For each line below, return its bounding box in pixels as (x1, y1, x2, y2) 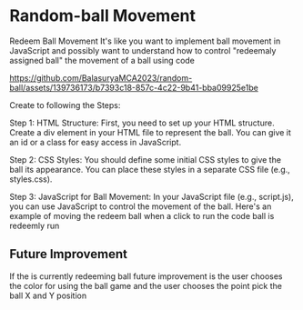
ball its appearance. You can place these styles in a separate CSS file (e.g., (9, 164, 291, 175)
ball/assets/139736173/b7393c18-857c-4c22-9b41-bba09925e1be (9, 82, 259, 93)
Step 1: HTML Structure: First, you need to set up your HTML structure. (9, 117, 275, 128)
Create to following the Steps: (9, 99, 121, 110)
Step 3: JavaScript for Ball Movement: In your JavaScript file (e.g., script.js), (9, 191, 294, 202)
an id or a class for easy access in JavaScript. (9, 136, 182, 147)
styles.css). (9, 174, 53, 185)
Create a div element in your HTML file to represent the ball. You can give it (9, 126, 291, 137)
